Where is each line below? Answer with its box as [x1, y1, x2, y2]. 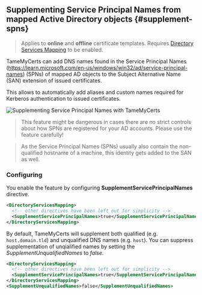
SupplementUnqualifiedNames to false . [6, 249, 104, 256]
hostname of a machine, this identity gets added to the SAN [44, 149, 192, 156]
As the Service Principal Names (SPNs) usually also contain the [20, 143, 179, 150]
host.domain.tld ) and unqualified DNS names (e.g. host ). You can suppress [6, 236, 194, 243]
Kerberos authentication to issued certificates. [6, 95, 121, 102]
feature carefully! [20, 131, 64, 138]
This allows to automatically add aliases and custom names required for [6, 88, 184, 96]
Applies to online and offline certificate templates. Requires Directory [20, 39, 194, 47]
